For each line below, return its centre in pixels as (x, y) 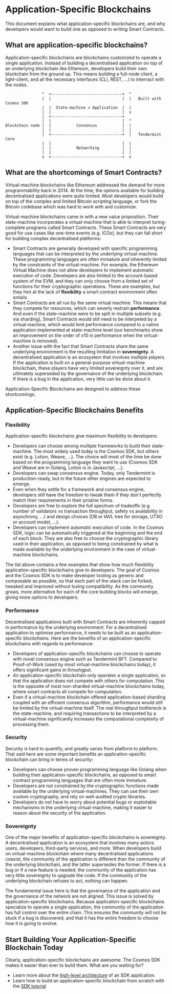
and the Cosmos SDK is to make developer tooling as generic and (74, 576)
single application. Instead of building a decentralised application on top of (84, 63)
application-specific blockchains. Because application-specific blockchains (85, 902)
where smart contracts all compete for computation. (68, 691)
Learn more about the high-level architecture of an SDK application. (84, 975)
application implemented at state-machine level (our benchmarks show (88, 330)
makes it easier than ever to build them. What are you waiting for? (74, 965)
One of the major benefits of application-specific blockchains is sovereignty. (86, 837)
